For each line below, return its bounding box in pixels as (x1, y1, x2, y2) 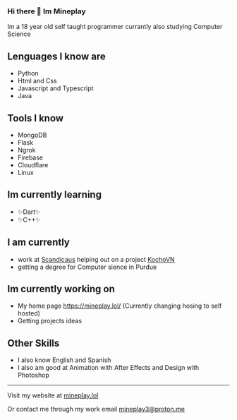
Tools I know (7, 112, 64, 124)
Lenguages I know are (7, 50, 106, 62)
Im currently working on (7, 282, 115, 295)
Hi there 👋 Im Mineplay (7, 6, 86, 16)
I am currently (7, 236, 71, 248)
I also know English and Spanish (17, 356, 111, 364)
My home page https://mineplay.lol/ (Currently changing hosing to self (17, 301, 222, 310)
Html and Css (17, 77, 58, 85)
